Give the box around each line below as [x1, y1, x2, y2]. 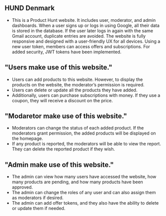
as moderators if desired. [11, 195, 64, 201]
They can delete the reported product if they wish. [11, 146, 115, 152]
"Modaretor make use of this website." [4, 112, 127, 121]
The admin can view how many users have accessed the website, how [11, 174, 157, 180]
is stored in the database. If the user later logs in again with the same [11, 27, 154, 34]
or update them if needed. [11, 206, 66, 212]
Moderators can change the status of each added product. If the [11, 125, 144, 131]
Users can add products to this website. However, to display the [11, 76, 143, 82]
